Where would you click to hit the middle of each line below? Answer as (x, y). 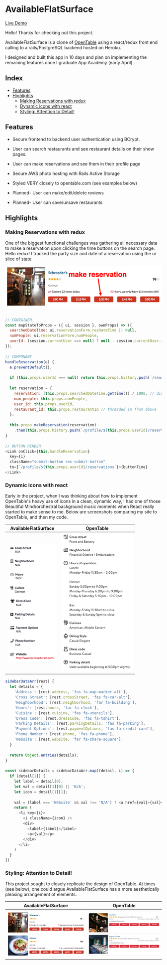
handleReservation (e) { (30, 362)
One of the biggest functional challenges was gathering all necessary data (81, 243)
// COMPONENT (19, 357)
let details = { (26, 687)
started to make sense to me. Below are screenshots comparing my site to (81, 512)
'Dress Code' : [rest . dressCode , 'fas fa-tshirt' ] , (68, 718)
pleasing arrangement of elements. (41, 894)
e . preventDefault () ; (31, 367)
